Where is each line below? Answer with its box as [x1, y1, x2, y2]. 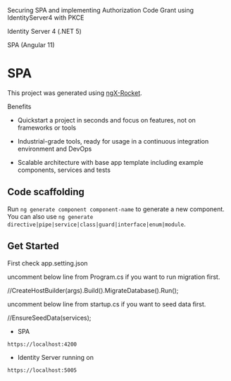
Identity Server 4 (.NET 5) [7, 27, 82, 35]
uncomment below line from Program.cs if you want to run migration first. [7, 273, 220, 281]
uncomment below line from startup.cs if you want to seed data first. [7, 299, 206, 308]
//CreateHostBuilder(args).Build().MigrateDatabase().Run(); [7, 286, 179, 294]
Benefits [7, 102, 32, 111]
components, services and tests [17, 165, 111, 174]
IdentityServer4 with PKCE [7, 13, 85, 22]
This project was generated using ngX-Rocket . [7, 88, 142, 97]
